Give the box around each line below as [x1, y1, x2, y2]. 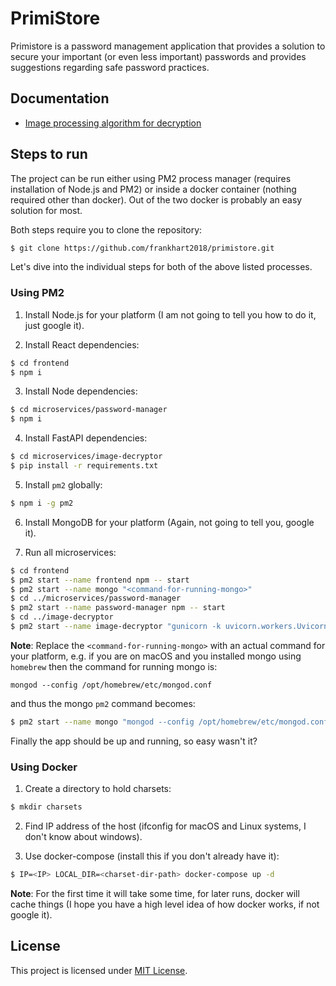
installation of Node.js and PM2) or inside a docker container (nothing [10, 183, 297, 195]
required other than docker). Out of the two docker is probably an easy [10, 193, 303, 206]
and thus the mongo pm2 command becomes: [10, 697, 196, 709]
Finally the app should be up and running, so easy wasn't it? [10, 735, 258, 747]
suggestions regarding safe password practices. [10, 61, 210, 73]
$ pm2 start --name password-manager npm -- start [10, 603, 226, 613]
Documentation [10, 90, 110, 107]
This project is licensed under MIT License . [10, 964, 188, 976]
